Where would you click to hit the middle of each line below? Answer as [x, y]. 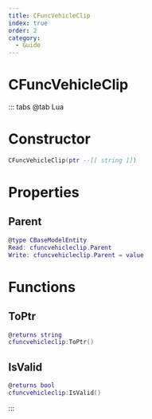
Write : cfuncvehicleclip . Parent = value [76, 255]
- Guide [28, 45]
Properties [44, 193]
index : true [28, 23]
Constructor [50, 139]
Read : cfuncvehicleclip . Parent [60, 247]
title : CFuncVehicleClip [49, 16]
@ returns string [35, 335]
